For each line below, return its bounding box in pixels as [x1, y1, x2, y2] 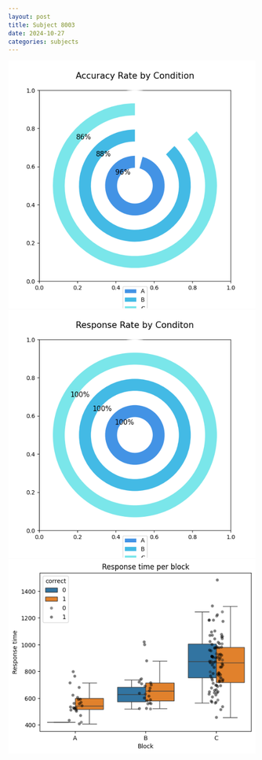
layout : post [8, 13, 51, 20]
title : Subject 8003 [8, 20, 76, 29]
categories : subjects [8, 38, 79, 46]
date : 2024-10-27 [8, 29, 65, 37]
